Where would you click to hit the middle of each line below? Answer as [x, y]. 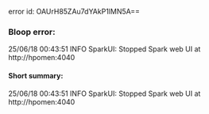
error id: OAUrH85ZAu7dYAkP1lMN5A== [74, 11]
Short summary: [36, 75]
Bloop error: [32, 32]
